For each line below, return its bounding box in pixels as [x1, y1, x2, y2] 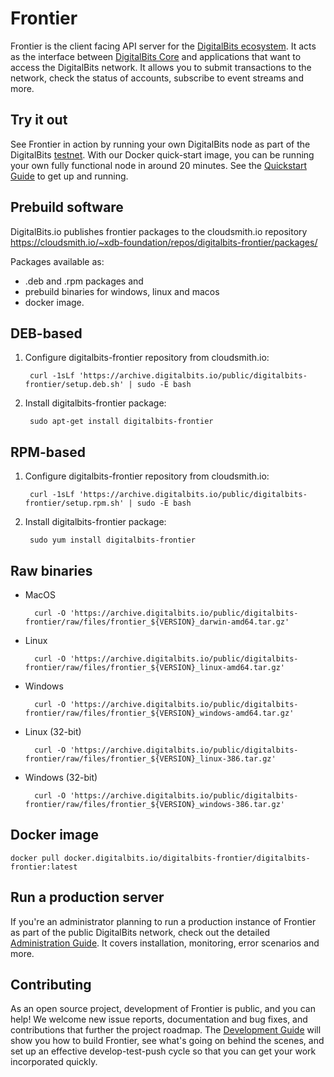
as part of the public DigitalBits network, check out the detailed [10, 926, 270, 938]
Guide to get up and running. [10, 170, 129, 182]
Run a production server [10, 889, 165, 906]
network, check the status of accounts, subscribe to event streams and [10, 72, 304, 84]
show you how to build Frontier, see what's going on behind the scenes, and [10, 1035, 325, 1047]
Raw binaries [10, 562, 93, 579]
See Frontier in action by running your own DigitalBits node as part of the [10, 138, 311, 150]
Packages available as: [10, 255, 105, 267]
